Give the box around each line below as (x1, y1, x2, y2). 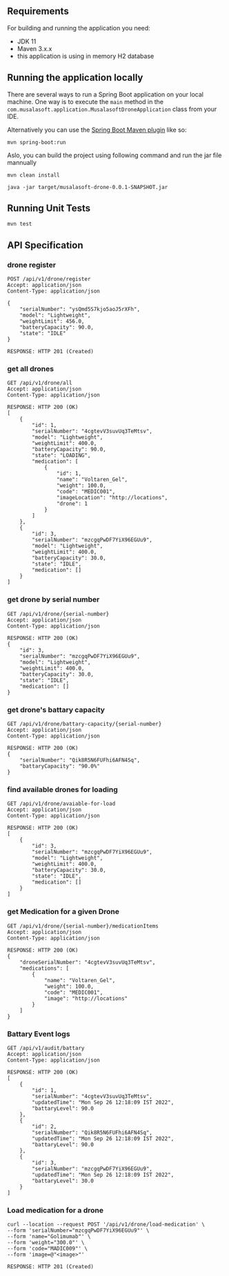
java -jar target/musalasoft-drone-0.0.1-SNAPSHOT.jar (7, 183, 168, 190)
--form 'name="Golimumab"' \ (7, 1233, 91, 1240)
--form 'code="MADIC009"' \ (7, 1245, 88, 1253)
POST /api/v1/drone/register (7, 276, 91, 283)
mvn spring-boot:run (7, 139, 67, 146)
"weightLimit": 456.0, (19, 318, 85, 325)
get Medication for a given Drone (7, 907, 119, 917)
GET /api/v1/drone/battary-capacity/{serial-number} (7, 721, 162, 728)
